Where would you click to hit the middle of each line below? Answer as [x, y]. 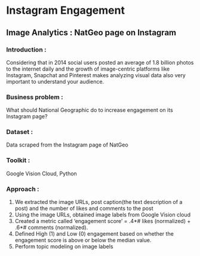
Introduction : [26, 50]
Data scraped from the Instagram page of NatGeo [67, 145]
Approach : [23, 189]
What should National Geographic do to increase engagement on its [90, 110]
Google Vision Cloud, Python [42, 173]
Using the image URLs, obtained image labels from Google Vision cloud [103, 215]
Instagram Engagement [66, 10]
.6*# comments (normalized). [51, 227]
